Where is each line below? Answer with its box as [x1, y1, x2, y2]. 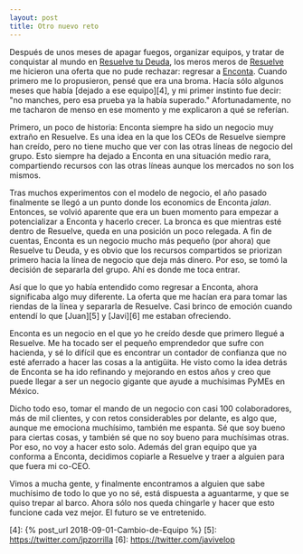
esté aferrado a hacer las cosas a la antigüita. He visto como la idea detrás [9, 356, 288, 367]
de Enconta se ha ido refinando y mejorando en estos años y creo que [9, 366, 271, 377]
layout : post [9, 13, 59, 23]
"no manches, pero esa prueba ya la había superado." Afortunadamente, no [9, 94, 291, 105]
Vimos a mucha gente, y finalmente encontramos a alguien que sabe [9, 478, 265, 489]
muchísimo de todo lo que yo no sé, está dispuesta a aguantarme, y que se [9, 487, 289, 498]
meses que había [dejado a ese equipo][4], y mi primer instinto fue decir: [9, 85, 282, 96]
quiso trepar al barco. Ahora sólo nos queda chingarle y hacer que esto [9, 497, 275, 508]
